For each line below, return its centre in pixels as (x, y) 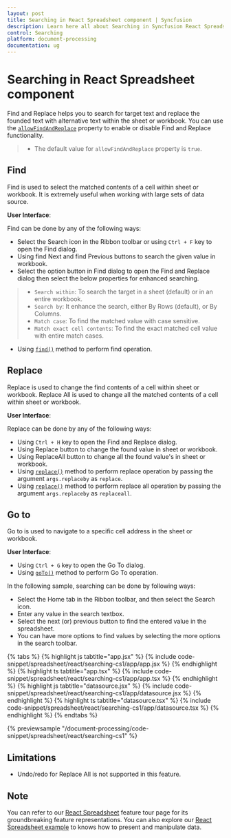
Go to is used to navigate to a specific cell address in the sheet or (100, 531)
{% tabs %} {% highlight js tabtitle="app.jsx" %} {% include (92, 657)
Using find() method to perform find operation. (85, 349)
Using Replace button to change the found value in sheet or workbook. (117, 449)
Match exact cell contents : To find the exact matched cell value (126, 328)
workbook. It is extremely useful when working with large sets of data (106, 194)
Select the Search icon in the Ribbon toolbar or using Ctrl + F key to (114, 241)
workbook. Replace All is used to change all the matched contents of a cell (113, 394)
